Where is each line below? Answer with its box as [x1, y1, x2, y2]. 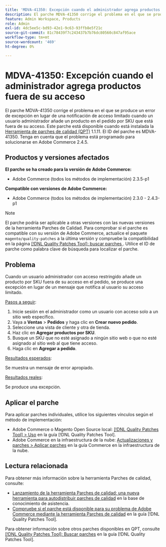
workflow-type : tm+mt [5, 35, 50, 40]
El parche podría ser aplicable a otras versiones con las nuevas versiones [5, 220, 155, 226]
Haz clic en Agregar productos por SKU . [12, 330, 96, 336]
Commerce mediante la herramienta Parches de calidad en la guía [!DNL [12, 511, 160, 517]
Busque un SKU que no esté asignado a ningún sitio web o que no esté [12, 335, 157, 341]
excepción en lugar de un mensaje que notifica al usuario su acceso [5, 284, 144, 290]
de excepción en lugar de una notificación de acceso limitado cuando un [5, 113, 153, 119]
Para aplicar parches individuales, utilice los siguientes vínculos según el [5, 412, 153, 417]
